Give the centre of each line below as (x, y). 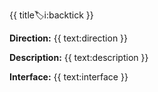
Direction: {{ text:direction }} (69, 38)
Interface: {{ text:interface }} (69, 77)
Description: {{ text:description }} (79, 57)
